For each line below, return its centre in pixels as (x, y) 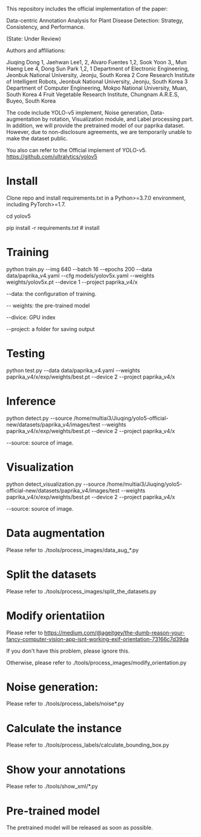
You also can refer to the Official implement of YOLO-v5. (77, 150)
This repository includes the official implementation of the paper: (87, 9)
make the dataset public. (37, 138)
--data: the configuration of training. (51, 294)
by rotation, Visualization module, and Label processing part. (118, 119)
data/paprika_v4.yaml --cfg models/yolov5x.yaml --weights (80, 275)
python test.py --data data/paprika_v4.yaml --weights (73, 370)
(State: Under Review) (34, 39)
